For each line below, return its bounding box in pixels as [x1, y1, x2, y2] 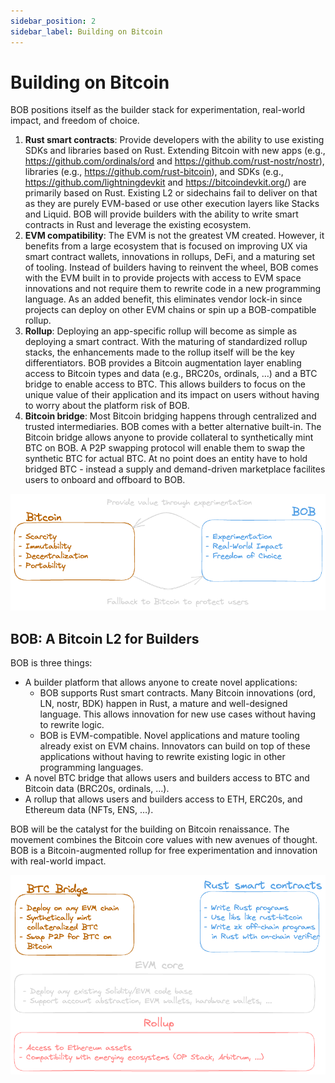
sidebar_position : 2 [10, 16, 97, 26]
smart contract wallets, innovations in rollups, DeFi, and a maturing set [24, 251, 316, 263]
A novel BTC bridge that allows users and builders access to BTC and [24, 772, 310, 784]
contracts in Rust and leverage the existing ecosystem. [24, 219, 252, 231]
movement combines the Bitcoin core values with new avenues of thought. [10, 834, 318, 846]
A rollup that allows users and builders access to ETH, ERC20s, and [24, 793, 303, 805]
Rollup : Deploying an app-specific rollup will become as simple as [24, 325, 298, 337]
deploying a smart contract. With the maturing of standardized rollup [24, 336, 308, 348]
